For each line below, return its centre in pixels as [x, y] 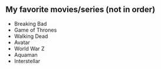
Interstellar [27, 61]
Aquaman [26, 54]
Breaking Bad [30, 23]
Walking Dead [31, 36]
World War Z [29, 49]
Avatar [22, 42]
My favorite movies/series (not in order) [80, 10]
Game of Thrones [35, 30]
